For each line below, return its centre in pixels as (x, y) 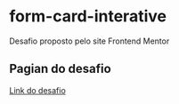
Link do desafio (38, 90)
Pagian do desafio (60, 69)
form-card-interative (88, 16)
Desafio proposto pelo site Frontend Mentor (89, 41)
